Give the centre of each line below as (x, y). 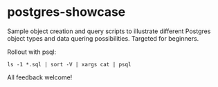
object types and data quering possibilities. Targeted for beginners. (103, 38)
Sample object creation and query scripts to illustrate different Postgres (109, 31)
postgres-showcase (66, 12)
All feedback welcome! (40, 77)
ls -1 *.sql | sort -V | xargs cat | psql (69, 64)
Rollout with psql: (32, 52)
